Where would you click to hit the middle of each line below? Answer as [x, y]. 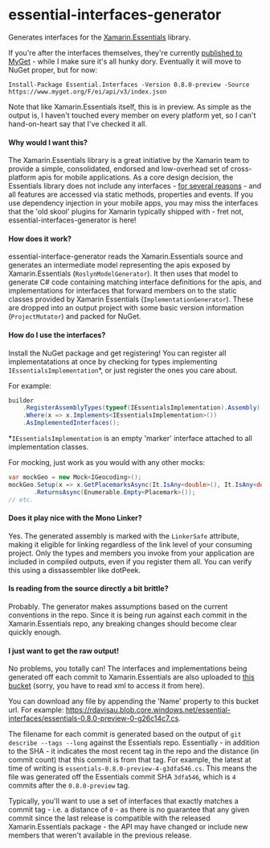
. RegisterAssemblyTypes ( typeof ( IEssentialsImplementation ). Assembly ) [142, 408]
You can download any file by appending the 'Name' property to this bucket [134, 701]
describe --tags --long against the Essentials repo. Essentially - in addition [134, 742]
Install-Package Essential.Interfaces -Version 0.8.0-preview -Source [129, 85]
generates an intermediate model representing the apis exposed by [119, 265]
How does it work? [40, 239]
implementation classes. [49, 447]
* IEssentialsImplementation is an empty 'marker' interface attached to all [131, 439]
